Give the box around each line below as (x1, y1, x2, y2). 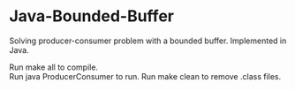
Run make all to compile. (9, 62, 99, 72)
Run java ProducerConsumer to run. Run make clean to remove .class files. (9, 71, 282, 81)
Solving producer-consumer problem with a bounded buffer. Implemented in (9, 35, 287, 46)
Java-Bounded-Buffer (9, 6, 175, 26)
